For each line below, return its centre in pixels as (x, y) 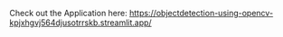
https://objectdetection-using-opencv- (202, 13)
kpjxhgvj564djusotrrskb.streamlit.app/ (80, 23)
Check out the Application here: (69, 13)
